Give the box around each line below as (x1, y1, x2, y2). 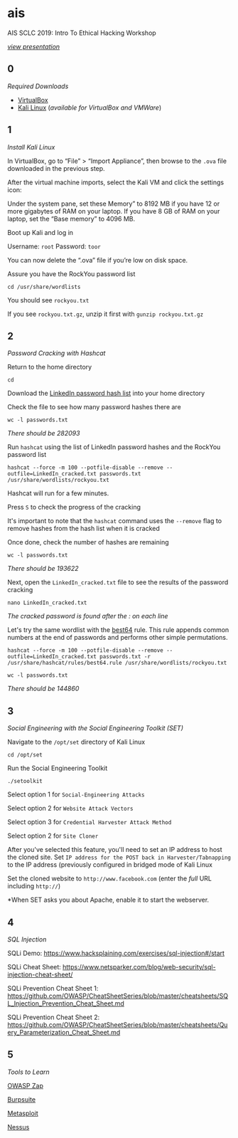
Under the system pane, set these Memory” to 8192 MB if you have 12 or (7, 199, 220, 208)
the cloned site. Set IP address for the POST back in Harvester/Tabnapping (7, 853, 231, 862)
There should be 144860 (7, 685, 80, 693)
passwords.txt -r (99, 653, 151, 660)
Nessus (7, 1122, 30, 1131)
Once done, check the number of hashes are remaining (7, 538, 169, 547)
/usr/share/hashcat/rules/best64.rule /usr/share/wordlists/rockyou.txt (7, 660, 227, 667)
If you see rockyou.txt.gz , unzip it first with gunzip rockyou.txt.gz (7, 310, 204, 318)
